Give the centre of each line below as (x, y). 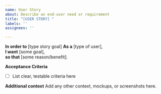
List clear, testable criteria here (44, 76)
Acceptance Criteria (27, 67)
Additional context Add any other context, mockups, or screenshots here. (81, 86)
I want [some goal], (25, 52)
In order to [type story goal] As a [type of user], (54, 47)
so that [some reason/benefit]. (36, 57)
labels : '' (16, 23)
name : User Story (23, 10)
